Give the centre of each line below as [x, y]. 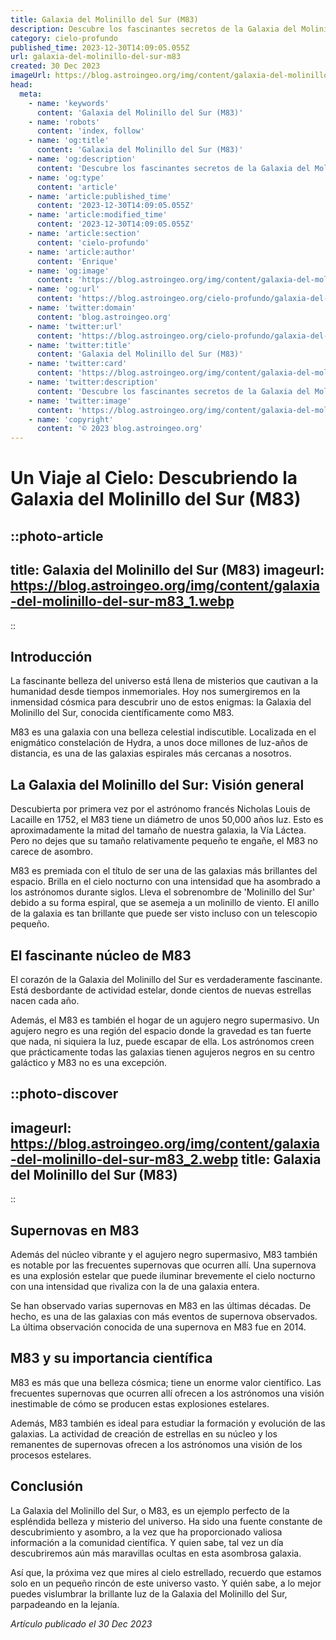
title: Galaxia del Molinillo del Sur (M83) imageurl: [167, 570]
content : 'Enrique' [77, 261]
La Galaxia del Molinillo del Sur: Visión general [157, 784]
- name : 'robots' [64, 122]
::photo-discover [64, 1094]
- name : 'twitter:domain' [82, 308]
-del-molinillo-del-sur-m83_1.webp [122, 601]
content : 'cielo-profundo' [93, 242]
